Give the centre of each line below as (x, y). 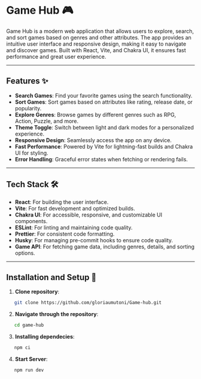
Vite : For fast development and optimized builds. (75, 208)
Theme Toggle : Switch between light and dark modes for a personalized (104, 127)
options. (25, 253)
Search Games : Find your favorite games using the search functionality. (103, 95)
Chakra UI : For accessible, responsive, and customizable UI (89, 215)
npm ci (22, 348)
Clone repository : (37, 292)
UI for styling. (32, 153)
